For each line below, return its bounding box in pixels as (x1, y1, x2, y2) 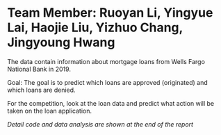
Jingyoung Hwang (7, 35, 115, 50)
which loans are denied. (7, 86, 76, 94)
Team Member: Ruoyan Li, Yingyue (7, 5, 213, 21)
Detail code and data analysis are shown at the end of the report (7, 120, 193, 128)
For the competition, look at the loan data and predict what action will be (7, 99, 214, 107)
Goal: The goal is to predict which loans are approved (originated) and (7, 78, 208, 86)
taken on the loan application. (7, 106, 92, 115)
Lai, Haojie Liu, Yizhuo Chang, (7, 19, 183, 35)
